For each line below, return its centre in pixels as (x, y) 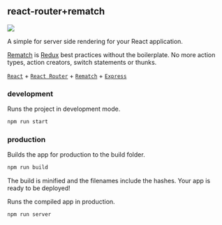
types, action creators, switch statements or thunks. (82, 62)
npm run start (28, 122)
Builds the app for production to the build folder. (76, 155)
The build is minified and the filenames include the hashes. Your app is (109, 181)
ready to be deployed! (39, 188)
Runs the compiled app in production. (61, 202)
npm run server (29, 215)
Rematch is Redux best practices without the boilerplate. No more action (111, 54)
